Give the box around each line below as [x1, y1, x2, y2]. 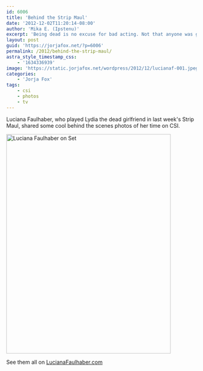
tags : [6, 82, 20, 88]
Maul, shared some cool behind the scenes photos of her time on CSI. [6, 122, 180, 129]
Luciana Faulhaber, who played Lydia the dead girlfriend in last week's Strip [6, 116, 195, 123]
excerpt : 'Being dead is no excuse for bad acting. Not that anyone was [6, 31, 193, 38]
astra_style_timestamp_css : [6, 54, 77, 60]
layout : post [6, 37, 39, 43]
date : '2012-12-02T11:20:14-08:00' [6, 20, 96, 26]
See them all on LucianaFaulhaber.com [6, 358, 103, 366]
